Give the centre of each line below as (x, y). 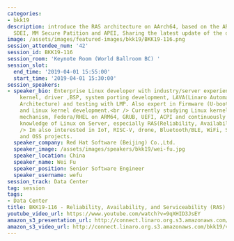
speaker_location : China (49, 156)
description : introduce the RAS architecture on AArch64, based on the (113, 26)
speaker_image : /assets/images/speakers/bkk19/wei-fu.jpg (100, 149)
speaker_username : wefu (48, 175)
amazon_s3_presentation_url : (49, 220)
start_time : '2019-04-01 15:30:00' (65, 78)
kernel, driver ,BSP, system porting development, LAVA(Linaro (114, 98)
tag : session (26, 188)
